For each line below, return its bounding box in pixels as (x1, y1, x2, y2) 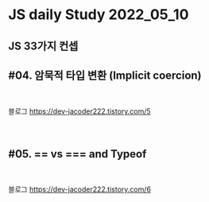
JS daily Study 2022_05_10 (8, 6, 189, 24)
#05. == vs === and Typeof (8, 147, 147, 161)
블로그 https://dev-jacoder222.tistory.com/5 (8, 107, 151, 116)
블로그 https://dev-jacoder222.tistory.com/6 (8, 185, 151, 194)
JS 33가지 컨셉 (8, 39, 79, 52)
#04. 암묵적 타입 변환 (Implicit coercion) (8, 68, 202, 82)
